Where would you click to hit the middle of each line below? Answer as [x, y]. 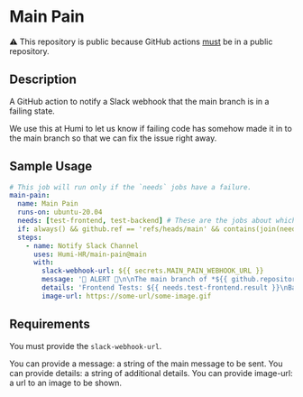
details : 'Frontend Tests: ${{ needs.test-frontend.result [155, 288]
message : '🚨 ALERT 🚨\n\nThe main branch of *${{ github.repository [171, 280]
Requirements [50, 324]
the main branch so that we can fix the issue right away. [113, 138]
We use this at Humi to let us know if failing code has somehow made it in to [151, 128]
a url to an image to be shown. [65, 383]
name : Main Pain [48, 204]
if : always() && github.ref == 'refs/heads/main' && [119, 229]
